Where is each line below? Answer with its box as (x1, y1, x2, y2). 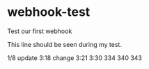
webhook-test (7, 4, 91, 20)
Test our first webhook (7, 27, 72, 35)
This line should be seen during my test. (7, 40, 122, 48)
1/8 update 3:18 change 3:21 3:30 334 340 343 (7, 53, 143, 62)
